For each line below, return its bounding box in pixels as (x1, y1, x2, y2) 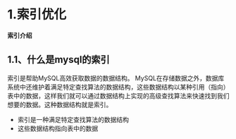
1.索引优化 (7, 6, 67, 23)
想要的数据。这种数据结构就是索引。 (7, 100, 113, 109)
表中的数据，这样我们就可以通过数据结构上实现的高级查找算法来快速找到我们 (7, 91, 230, 99)
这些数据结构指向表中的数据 (17, 124, 99, 133)
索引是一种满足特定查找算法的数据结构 (17, 115, 129, 123)
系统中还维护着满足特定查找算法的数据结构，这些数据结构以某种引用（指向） (7, 83, 230, 91)
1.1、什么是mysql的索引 (7, 54, 111, 66)
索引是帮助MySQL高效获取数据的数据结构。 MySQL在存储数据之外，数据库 (7, 73, 225, 82)
